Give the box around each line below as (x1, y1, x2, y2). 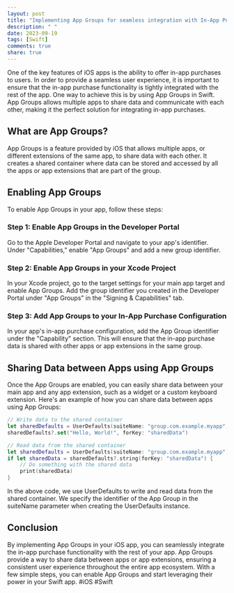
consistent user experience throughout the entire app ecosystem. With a (7, 562, 215, 571)
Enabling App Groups (7, 186, 102, 199)
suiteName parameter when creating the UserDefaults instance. (7, 502, 190, 510)
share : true (7, 50, 42, 57)
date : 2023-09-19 (7, 29, 58, 37)
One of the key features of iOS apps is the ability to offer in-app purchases (7, 68, 221, 77)
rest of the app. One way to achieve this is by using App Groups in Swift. (7, 90, 215, 98)
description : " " (7, 23, 58, 30)
